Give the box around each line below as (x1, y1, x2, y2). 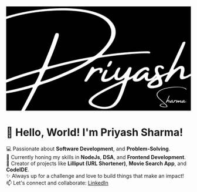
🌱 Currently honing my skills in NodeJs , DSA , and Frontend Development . (6, 154, 186, 161)
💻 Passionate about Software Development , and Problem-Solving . (6, 145, 171, 153)
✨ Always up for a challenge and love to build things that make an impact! (6, 173, 184, 180)
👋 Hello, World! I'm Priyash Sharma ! (6, 126, 184, 139)
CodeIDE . (6, 166, 29, 173)
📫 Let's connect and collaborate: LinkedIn (6, 180, 108, 187)
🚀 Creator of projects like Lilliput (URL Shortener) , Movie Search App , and (6, 160, 186, 167)
